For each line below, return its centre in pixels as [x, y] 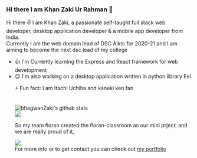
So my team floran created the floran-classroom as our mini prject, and [101, 126]
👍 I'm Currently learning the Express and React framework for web [96, 62]
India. [13, 37]
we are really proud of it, [45, 131]
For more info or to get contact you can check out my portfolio [90, 149]
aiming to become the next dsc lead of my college [67, 50]
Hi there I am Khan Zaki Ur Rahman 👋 [60, 9]
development [31, 70]
